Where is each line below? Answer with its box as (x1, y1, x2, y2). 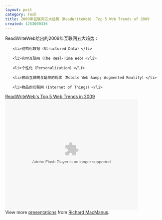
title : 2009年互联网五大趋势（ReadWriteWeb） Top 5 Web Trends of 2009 (5, 16, 150, 21)
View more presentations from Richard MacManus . (5, 210, 110, 216)
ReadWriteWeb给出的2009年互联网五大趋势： (5, 35, 99, 41)
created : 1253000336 (5, 21, 48, 26)
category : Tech (5, 12, 37, 17)
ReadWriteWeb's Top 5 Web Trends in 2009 (5, 94, 95, 100)
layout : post (5, 7, 32, 12)
